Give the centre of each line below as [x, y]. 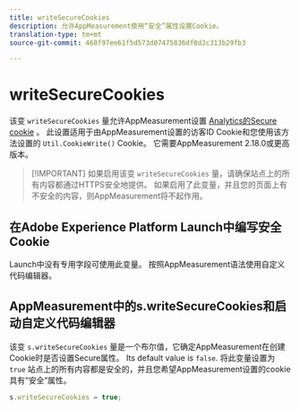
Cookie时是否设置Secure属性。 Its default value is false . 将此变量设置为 [142, 358]
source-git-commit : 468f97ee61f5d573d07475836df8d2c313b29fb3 [128, 43]
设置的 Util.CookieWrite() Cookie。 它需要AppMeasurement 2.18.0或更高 [153, 144]
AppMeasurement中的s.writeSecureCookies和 [142, 306]
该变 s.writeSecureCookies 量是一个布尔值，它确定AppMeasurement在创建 [147, 346]
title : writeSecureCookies [60, 17]
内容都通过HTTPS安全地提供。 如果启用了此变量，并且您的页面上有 [163, 185]
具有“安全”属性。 [40, 380]
